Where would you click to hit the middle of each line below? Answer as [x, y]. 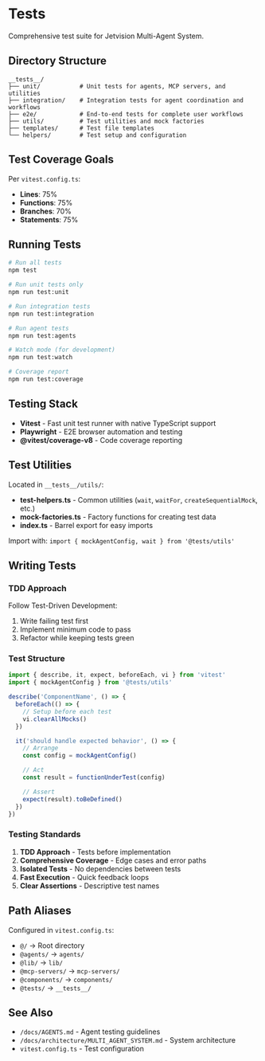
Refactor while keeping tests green [77, 638]
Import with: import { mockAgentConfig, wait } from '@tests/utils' [121, 540]
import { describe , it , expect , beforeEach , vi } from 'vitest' [117, 675]
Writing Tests [43, 565]
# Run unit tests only [46, 285]
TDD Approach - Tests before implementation [95, 852]
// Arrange [41, 748]
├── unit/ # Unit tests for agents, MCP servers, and [117, 86]
